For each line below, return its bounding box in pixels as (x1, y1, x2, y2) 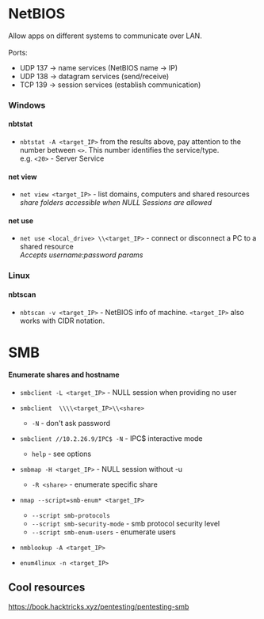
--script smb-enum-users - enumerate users (31, 527, 176, 537)
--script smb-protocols (31, 511, 111, 519)
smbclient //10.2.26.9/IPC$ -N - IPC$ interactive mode (19, 433, 204, 443)
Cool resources (8, 581, 86, 594)
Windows (8, 100, 46, 111)
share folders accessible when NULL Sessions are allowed (19, 198, 212, 207)
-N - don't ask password (31, 418, 111, 427)
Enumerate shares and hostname (8, 370, 121, 380)
